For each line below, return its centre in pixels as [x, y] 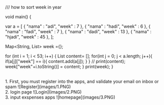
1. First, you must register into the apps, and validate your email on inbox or [82, 81]
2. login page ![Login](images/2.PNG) [43, 92]
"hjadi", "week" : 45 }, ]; [30, 37]
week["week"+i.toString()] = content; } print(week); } [59, 67]
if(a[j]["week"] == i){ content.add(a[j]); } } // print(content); [65, 61]
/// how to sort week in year [34, 7]
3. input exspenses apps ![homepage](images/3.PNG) [60, 97]
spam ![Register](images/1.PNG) [38, 87]
